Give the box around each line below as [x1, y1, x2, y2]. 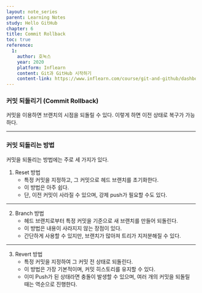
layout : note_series [6, 8, 58, 15]
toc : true [6, 37, 31, 43]
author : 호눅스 [17, 53, 51, 59]
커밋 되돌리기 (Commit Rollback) [6, 97, 99, 105]
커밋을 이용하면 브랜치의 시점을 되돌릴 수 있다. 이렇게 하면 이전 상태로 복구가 [6, 112, 185, 119]
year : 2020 [17, 59, 44, 65]
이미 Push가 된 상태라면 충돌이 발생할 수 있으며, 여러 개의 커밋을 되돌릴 [23, 273, 191, 280]
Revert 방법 [14, 250, 43, 258]
